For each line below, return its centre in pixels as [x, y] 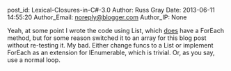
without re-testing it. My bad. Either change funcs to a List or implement [110, 45]
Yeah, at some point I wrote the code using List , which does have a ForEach [116, 31]
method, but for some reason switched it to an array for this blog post [107, 38]
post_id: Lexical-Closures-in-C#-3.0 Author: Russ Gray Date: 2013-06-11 [111, 10]
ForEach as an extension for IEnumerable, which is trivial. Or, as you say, [111, 52]
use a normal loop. [34, 60]
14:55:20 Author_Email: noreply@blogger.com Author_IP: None [97, 17]
